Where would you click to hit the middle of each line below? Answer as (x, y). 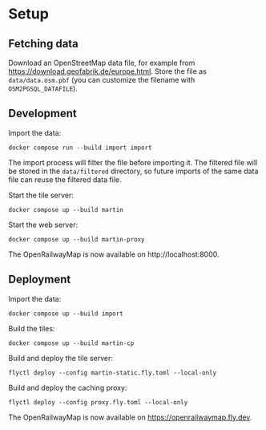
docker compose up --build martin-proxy (77, 239)
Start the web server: (43, 225)
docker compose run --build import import (80, 148)
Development (43, 114)
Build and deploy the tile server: (61, 358)
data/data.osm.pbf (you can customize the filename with (102, 80)
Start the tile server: (41, 195)
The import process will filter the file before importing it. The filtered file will (133, 162)
